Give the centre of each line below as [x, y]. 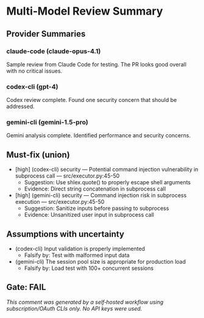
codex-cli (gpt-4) [32, 87]
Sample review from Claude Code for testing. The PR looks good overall [97, 64]
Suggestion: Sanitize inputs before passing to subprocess [97, 208]
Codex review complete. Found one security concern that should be [92, 100]
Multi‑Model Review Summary [85, 11]
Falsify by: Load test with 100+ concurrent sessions [89, 268]
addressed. [20, 107]
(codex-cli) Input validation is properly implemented [80, 249]
